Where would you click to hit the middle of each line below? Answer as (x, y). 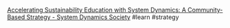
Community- (205, 10)
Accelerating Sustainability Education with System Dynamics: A (97, 10)
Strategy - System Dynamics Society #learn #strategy (103, 17)
